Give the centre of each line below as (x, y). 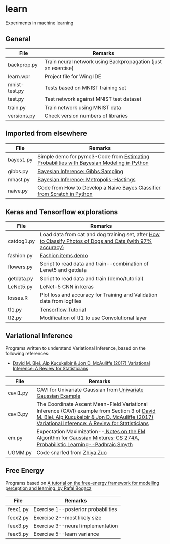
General (18, 39)
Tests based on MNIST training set (86, 88)
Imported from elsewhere (46, 134)
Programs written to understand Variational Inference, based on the (75, 348)
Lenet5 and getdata (63, 270)
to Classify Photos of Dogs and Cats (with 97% (96, 241)
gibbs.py (18, 171)
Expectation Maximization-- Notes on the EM (91, 432)
